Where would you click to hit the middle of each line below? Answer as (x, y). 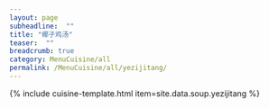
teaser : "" (32, 43)
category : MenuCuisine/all (60, 59)
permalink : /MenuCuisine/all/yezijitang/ (88, 68)
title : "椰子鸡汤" (42, 34)
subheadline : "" (42, 26)
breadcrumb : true (42, 51)
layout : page (34, 18)
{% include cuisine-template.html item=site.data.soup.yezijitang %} (134, 93)
